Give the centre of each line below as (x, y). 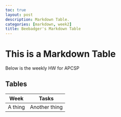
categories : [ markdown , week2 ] (39, 24)
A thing (17, 107)
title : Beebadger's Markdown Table (43, 29)
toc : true (16, 10)
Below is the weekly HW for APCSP (42, 68)
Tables (16, 84)
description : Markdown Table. (38, 19)
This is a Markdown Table (60, 54)
